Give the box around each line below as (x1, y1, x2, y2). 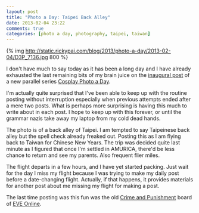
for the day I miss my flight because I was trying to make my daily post (6, 169, 179, 177)
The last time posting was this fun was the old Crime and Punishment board (6, 194, 192, 201)
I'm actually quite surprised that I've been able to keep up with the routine (6, 89, 188, 97)
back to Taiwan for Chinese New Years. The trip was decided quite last (6, 139, 181, 146)
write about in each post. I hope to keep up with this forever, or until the (6, 109, 182, 116)
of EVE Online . (6, 200, 42, 208)
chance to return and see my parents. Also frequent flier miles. (6, 152, 160, 159)
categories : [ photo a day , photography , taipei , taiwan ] (6, 31, 151, 37)
